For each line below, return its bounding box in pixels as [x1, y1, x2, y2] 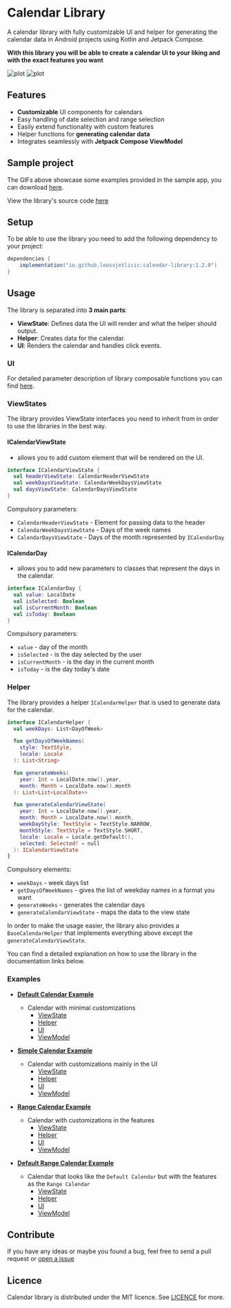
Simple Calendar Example [17, 1046, 93, 1055]
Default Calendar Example [17, 990, 94, 998]
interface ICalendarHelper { [7, 718, 91, 726]
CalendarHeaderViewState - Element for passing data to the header [17, 518, 205, 527]
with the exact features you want [7, 55, 103, 64]
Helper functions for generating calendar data [17, 129, 150, 138]
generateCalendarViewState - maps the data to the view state [17, 908, 190, 916]
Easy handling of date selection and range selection [17, 115, 165, 123]
